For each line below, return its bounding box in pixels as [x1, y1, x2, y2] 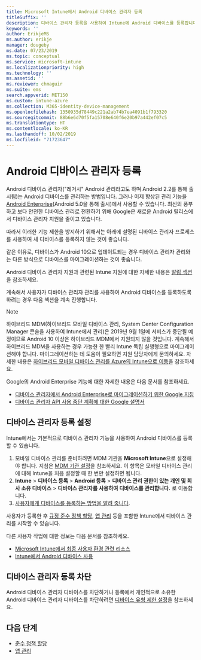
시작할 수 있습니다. [17, 519, 61, 527]
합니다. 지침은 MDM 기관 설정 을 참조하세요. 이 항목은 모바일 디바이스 [21, 462, 181, 469]
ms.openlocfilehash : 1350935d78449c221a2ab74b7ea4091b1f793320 [6, 109, 167, 115]
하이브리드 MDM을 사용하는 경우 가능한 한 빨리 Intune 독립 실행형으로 [6, 342, 169, 350]
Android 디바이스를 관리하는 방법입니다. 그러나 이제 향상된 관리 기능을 [23, 193, 187, 200]
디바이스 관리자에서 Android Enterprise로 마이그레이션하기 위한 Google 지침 [14, 390, 194, 398]
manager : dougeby [6, 42, 50, 48]
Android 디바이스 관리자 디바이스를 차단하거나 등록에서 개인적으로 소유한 [6, 589, 176, 596]
